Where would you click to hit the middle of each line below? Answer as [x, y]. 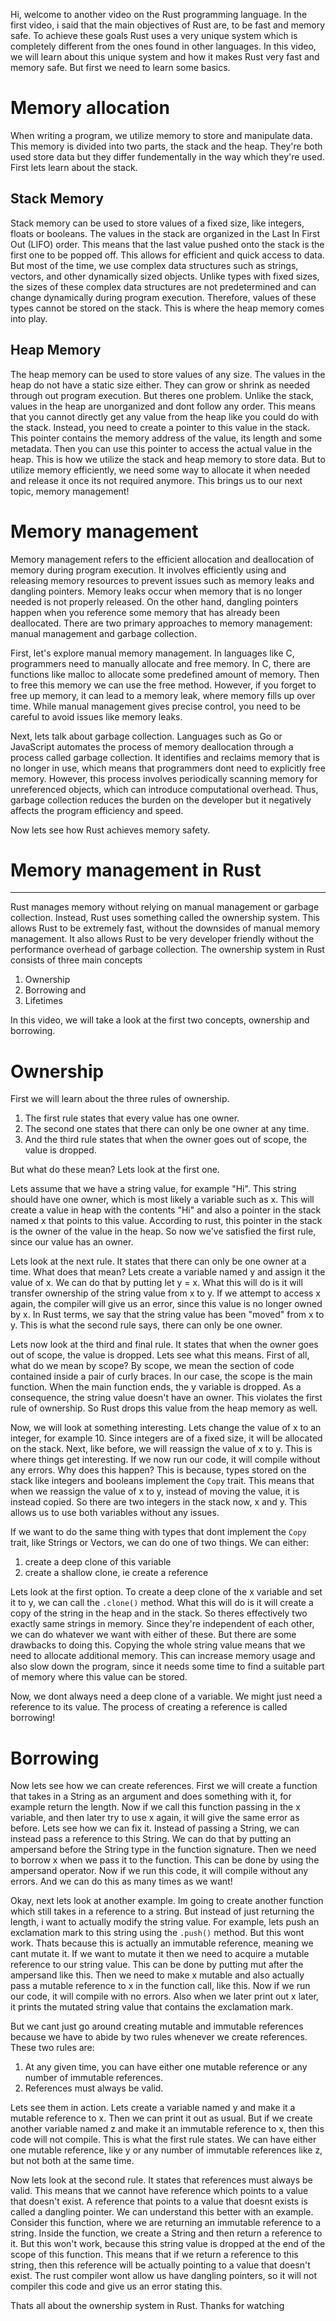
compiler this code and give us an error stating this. [116, 2286]
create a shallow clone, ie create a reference [116, 1573]
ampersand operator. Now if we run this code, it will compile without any [159, 1871]
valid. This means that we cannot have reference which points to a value [159, 2191]
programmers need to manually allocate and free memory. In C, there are [160, 663]
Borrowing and [55, 990]
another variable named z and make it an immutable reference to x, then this [167, 2129]
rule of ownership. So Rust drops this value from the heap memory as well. [164, 1408]
